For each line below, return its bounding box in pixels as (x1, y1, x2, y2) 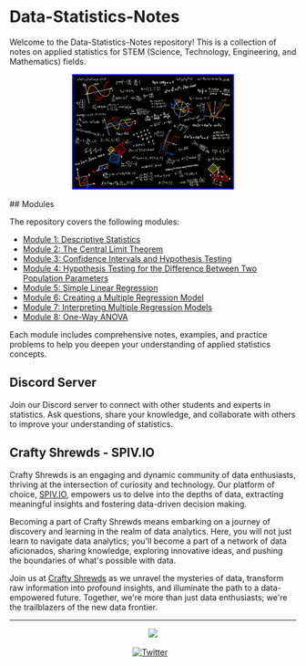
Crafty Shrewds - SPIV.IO (9, 445, 155, 461)
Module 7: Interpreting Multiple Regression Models (22, 301, 212, 312)
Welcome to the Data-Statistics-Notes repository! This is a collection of (9, 36, 277, 47)
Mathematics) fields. (9, 56, 87, 67)
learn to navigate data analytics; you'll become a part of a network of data (9, 536, 287, 546)
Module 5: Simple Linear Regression (22, 282, 158, 293)
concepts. (9, 349, 47, 359)
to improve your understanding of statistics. (9, 418, 173, 430)
